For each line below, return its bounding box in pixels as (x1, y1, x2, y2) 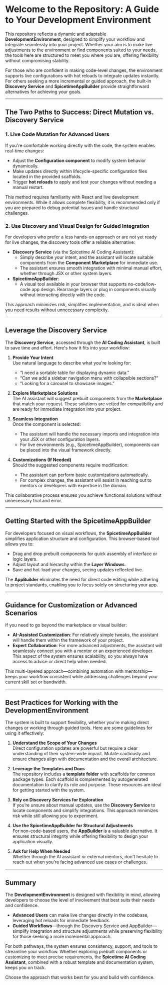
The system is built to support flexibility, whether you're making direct (5, 720, 149, 726)
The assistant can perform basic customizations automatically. (19, 472, 149, 478)
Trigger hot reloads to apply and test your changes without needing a (12, 178, 156, 185)
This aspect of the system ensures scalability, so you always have (12, 653, 148, 659)
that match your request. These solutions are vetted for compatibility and (12, 401, 163, 407)
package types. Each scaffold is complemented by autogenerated (12, 776, 148, 782)
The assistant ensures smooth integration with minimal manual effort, (19, 265, 162, 271)
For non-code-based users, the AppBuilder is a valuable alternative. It (12, 828, 157, 834)
